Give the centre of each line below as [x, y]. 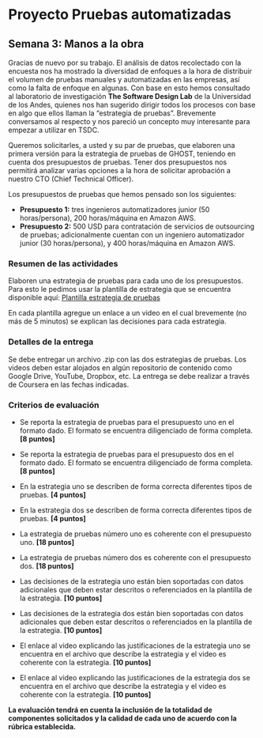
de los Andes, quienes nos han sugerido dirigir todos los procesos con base [132, 105]
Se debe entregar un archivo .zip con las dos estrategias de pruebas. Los [128, 359]
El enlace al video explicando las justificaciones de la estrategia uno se [135, 645]
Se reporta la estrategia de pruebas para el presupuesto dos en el [127, 454]
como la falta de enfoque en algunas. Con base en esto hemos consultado [129, 88]
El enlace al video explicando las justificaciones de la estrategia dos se [135, 677]
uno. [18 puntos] [47, 542]
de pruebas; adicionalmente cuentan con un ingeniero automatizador [132, 235]
